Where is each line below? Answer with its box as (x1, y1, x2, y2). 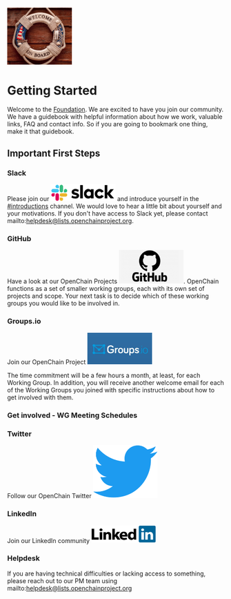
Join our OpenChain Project (7, 357, 86, 366)
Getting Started (7, 82, 98, 98)
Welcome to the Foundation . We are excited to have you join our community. (7, 105, 224, 114)
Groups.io (7, 316, 41, 326)
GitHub (7, 234, 32, 243)
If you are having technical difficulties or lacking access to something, (7, 569, 206, 578)
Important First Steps (7, 147, 101, 159)
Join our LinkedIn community (7, 536, 90, 544)
